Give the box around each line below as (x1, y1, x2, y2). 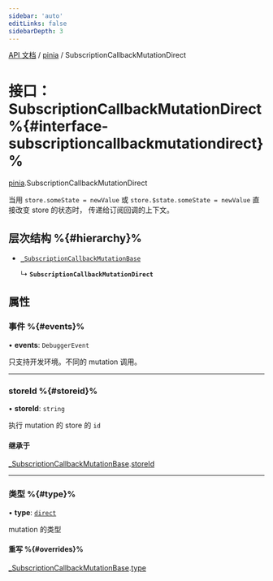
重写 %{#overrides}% (8, 544, 84, 554)
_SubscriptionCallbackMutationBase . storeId (8, 459, 155, 469)
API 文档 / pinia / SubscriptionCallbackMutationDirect (8, 50, 187, 60)
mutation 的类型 (8, 524, 62, 534)
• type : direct (8, 507, 57, 517)
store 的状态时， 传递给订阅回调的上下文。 (31, 205, 175, 215)
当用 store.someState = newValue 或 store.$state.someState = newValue (8, 195, 251, 205)
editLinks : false (8, 20, 67, 28)
